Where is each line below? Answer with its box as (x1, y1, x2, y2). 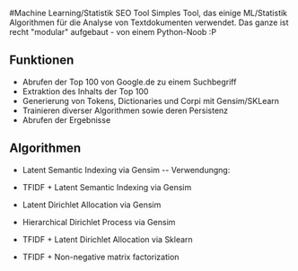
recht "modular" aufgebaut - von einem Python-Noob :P (9, 27, 217, 37)
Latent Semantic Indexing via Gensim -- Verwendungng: (22, 164, 231, 175)
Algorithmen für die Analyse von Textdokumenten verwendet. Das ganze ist (9, 17, 289, 28)
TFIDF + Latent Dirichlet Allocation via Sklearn (22, 233, 193, 245)
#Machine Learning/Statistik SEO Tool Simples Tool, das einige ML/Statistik (9, 8, 288, 18)
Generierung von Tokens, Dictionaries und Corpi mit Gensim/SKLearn (22, 95, 280, 106)
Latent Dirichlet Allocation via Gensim (22, 199, 162, 210)
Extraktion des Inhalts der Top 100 (22, 85, 149, 97)
